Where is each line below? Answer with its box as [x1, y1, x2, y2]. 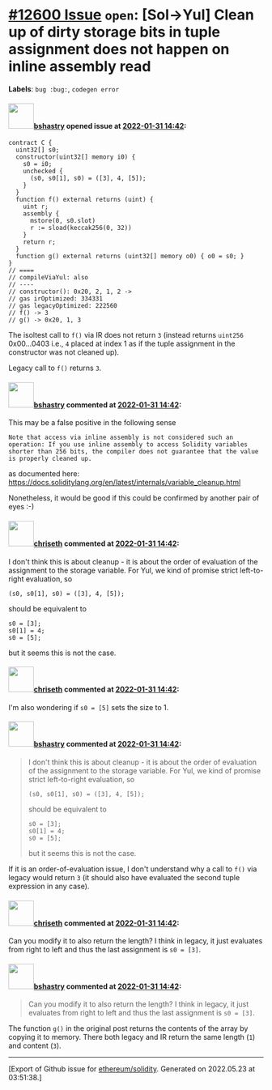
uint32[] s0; [15, 146, 60, 155]
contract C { [8, 139, 53, 147]
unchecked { [23, 168, 63, 176]
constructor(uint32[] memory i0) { [15, 153, 136, 161]
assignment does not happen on [8, 40, 230, 58]
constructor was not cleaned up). [8, 347, 120, 357]
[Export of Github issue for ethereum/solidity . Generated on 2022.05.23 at [8, 1064, 256, 1074]
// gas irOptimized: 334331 [8, 295, 104, 303]
